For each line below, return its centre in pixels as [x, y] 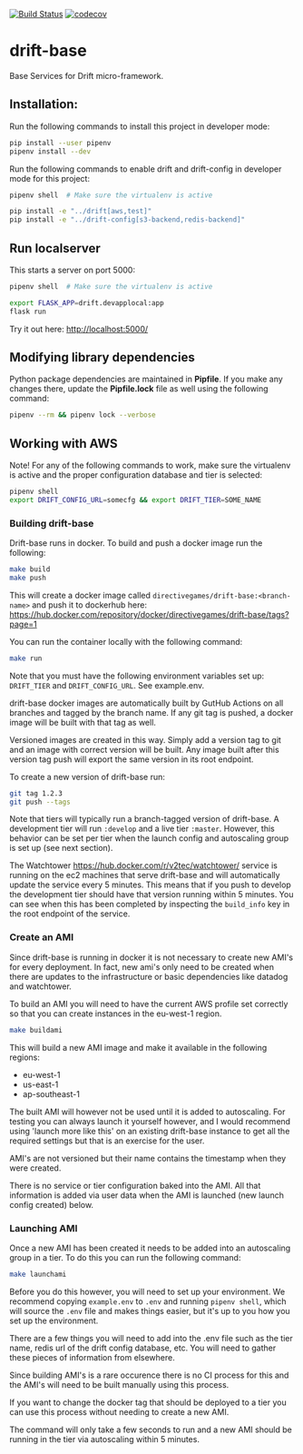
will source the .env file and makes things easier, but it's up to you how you [150, 1311]
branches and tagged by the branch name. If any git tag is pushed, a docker [151, 712]
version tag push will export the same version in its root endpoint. [132, 759]
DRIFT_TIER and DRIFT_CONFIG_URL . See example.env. [107, 685]
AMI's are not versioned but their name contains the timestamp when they [148, 1158]
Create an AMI [42, 937]
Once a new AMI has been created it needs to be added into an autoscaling [150, 1248]
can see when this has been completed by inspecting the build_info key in [150, 905]
